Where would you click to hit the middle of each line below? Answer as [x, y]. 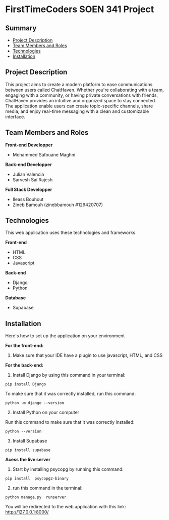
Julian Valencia [28, 174]
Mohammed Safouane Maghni [44, 154]
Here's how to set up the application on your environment [65, 336]
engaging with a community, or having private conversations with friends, [81, 95]
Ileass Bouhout [28, 199]
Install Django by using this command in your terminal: [69, 375]
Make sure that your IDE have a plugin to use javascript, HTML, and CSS [88, 355]
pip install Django [26, 384]
